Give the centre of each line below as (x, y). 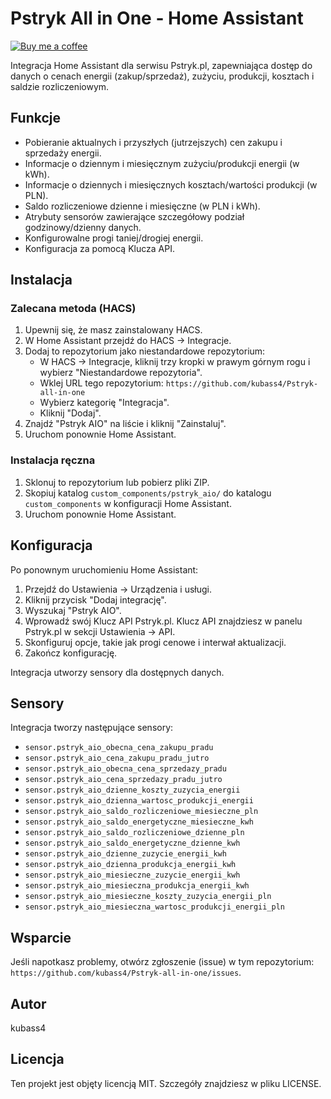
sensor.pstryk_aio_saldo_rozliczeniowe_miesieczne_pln (141, 812)
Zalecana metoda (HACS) (73, 309)
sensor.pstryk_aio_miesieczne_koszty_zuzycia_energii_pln (148, 897)
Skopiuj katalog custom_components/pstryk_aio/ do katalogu (148, 493)
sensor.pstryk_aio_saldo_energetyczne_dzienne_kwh (132, 843)
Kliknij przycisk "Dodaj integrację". (95, 599)
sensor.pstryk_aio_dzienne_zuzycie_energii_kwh (125, 854)
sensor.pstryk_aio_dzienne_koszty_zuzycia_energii (132, 790)
